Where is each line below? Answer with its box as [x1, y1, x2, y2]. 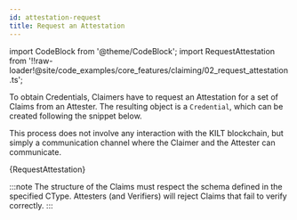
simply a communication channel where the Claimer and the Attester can [9, 137, 276, 148]
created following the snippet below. [9, 110, 142, 121]
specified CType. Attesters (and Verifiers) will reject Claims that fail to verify [9, 191, 287, 201]
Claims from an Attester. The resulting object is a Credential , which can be [9, 101, 284, 111]
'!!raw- [28, 55, 53, 66]
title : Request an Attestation [9, 21, 125, 30]
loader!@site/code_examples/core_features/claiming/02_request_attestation [9, 64, 289, 76]
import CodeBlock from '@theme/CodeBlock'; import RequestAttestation [9, 45, 276, 56]
